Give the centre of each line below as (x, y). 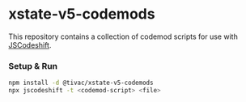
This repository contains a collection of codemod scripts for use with (123, 36)
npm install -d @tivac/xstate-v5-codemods (81, 83)
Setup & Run (33, 66)
